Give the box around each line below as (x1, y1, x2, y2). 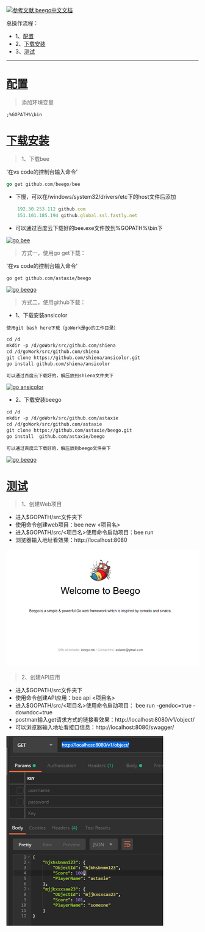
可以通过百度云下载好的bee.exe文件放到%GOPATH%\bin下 (15, 224, 163, 232)
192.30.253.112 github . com (17, 205, 86, 212)
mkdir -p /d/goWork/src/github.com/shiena (6, 342, 116, 349)
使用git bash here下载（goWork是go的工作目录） (6, 325, 119, 331)
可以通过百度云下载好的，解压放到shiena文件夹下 (6, 372, 114, 379)
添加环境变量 (21, 98, 54, 106)
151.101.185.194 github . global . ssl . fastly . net (17, 212, 138, 218)
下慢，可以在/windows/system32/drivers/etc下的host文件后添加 (15, 193, 176, 200)
